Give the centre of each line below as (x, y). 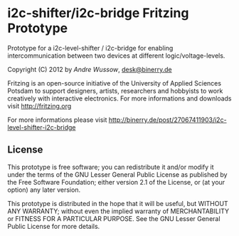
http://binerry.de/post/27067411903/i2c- (168, 120)
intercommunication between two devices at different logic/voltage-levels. (116, 56)
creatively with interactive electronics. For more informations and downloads (119, 98)
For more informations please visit (57, 120)
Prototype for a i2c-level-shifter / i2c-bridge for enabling (90, 48)
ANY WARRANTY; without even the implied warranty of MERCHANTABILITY (118, 211)
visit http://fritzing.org (39, 106)
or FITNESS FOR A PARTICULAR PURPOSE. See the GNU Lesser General (114, 218)
